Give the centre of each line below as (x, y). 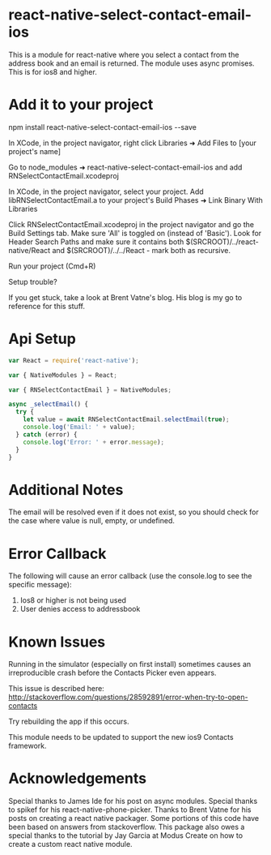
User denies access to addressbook (80, 609)
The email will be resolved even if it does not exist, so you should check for (133, 512)
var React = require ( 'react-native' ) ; (74, 360)
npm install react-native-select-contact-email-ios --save (102, 127)
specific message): (40, 585)
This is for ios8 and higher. (53, 71)
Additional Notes (66, 490)
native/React (30, 250)
